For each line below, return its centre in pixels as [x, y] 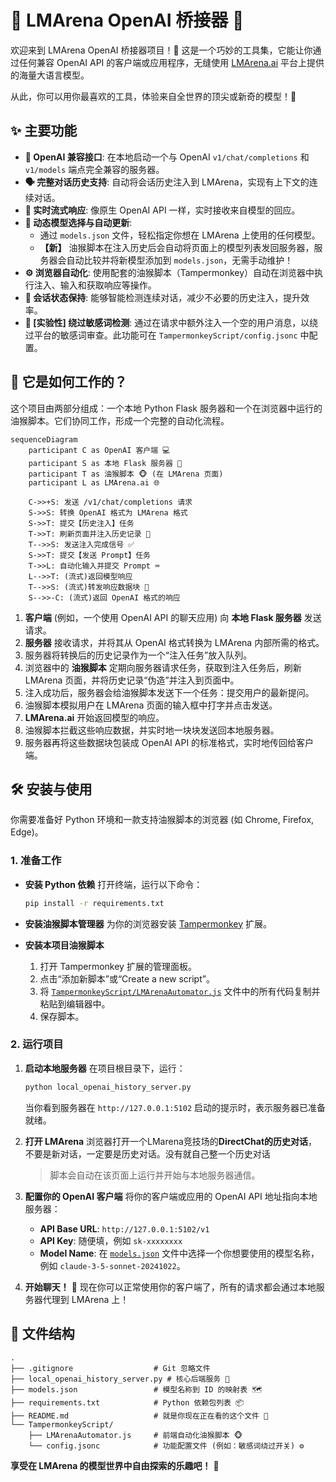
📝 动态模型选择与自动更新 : [78, 222]
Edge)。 [27, 832]
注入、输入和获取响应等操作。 [95, 285]
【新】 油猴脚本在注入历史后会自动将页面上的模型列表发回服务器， [177, 247]
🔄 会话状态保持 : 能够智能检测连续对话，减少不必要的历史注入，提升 [163, 297]
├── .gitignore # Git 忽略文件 [110, 1368]
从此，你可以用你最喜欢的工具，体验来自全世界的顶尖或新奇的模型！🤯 [153, 96]
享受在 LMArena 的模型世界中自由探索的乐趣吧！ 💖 [115, 1465]
